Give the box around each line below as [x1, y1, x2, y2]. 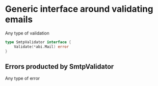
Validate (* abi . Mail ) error [14, 44, 69, 49]
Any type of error [5, 75, 40, 82]
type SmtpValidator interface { [5, 39, 71, 45]
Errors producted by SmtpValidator [5, 62, 114, 71]
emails [5, 14, 33, 25]
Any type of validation [5, 30, 50, 36]
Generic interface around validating [5, 3, 154, 15]
